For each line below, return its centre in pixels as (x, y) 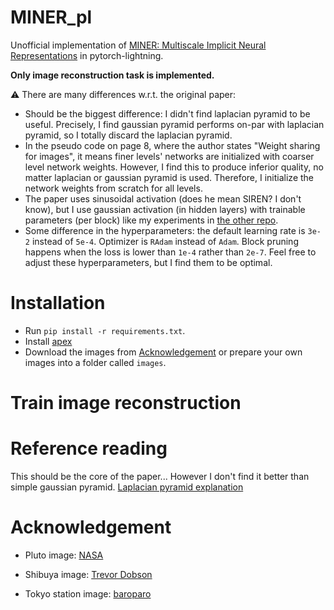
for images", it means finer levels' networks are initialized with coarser (169, 156)
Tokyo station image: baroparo (88, 593)
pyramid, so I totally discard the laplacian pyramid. (128, 135)
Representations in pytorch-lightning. (87, 55)
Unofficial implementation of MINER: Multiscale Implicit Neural (138, 45)
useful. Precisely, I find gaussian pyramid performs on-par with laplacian (174, 124)
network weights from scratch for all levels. (113, 188)
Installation (58, 303)
